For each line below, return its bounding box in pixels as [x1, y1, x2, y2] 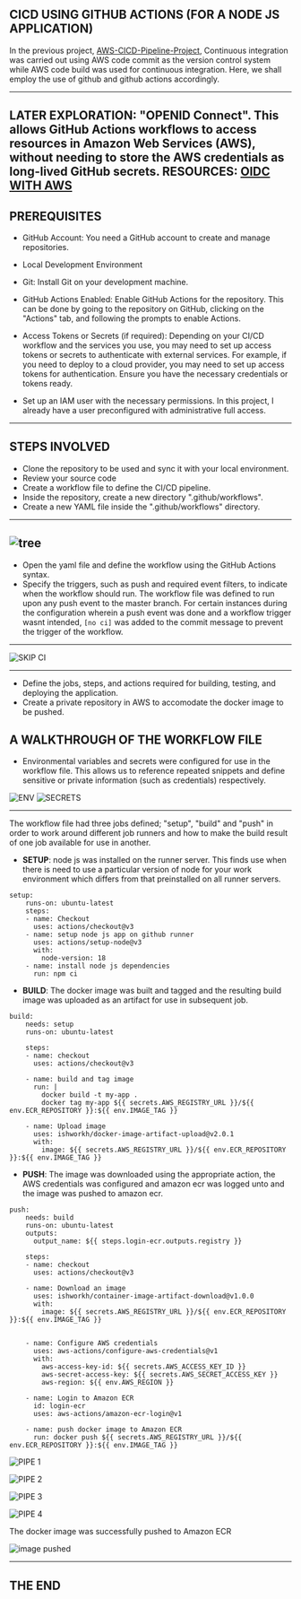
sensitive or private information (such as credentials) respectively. [21, 775, 267, 786]
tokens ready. [21, 378, 73, 389]
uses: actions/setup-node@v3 [32, 938, 142, 947]
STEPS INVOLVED [9, 439, 110, 455]
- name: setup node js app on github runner [25, 930, 194, 940]
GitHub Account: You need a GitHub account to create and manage [21, 232, 271, 243]
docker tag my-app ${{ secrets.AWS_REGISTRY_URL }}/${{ [41, 1099, 254, 1108]
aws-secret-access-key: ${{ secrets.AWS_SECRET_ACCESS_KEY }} [41, 1370, 279, 1379]
